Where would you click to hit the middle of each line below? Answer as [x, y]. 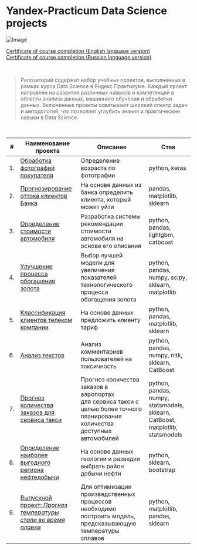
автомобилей [100, 438]
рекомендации [102, 223]
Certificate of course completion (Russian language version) [79, 57]
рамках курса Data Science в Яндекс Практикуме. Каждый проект [104, 86]
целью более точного [111, 408]
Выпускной [36, 498]
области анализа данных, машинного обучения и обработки [96, 99]
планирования [101, 416]
